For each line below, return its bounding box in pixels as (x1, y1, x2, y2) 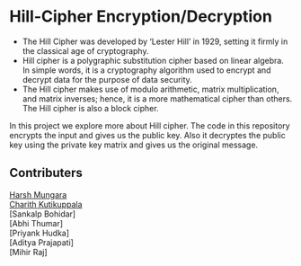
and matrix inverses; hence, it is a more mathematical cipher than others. (22, 93, 293, 104)
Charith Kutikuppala (9, 199, 83, 209)
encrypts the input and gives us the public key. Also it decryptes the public (9, 129, 286, 140)
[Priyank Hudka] (9, 227, 70, 238)
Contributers (9, 165, 84, 181)
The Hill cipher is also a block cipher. (22, 102, 159, 113)
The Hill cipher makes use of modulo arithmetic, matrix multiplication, (22, 84, 279, 94)
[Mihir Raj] (9, 246, 48, 257)
